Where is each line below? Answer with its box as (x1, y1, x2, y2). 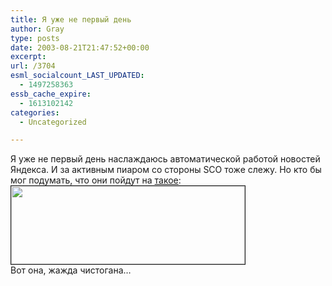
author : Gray (10, 24, 65, 34)
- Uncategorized (19, 117, 87, 127)
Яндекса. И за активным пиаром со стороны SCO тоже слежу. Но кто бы (10, 164, 322, 176)
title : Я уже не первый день (10, 14, 132, 25)
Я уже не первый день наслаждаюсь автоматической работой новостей (10, 153, 321, 165)
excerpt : (10, 52, 47, 62)
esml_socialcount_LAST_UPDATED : (10, 71, 145, 81)
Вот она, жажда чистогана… (10, 264, 132, 276)
